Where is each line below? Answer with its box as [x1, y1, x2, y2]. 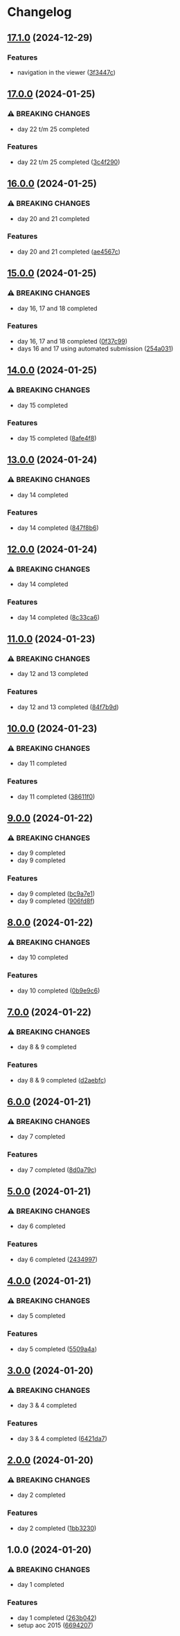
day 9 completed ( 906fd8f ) [17, 896, 95, 905]
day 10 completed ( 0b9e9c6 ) [17, 986, 100, 995]
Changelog [7, 4, 72, 20]
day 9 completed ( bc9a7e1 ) [17, 889, 96, 898]
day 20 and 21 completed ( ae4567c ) [17, 247, 121, 256]
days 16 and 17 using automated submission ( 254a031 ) [17, 344, 174, 353]
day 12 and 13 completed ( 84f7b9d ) [17, 702, 119, 711]
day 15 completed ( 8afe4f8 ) [17, 434, 97, 442]
